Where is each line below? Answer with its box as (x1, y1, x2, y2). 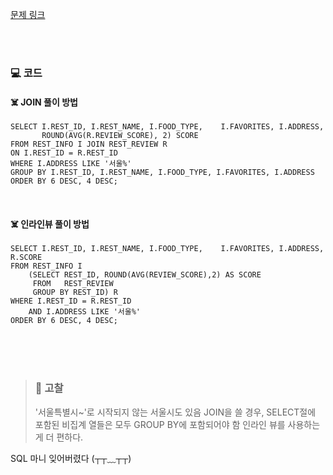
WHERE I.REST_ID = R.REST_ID (10, 296, 132, 307)
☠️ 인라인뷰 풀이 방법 (10, 218, 90, 230)
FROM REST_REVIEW (32, 279, 114, 289)
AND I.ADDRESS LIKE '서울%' (28, 307, 142, 317)
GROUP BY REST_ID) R (32, 288, 118, 298)
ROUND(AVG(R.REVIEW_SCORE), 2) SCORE (41, 131, 199, 141)
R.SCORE (10, 253, 43, 263)
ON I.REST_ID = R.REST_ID (10, 148, 118, 158)
